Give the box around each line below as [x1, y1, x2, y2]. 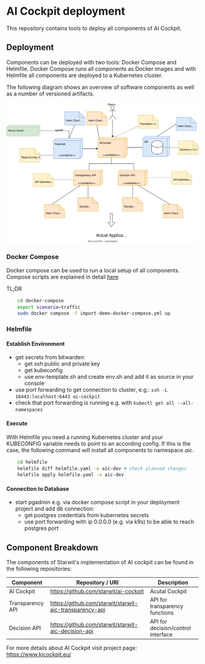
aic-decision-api [49, 627, 93, 635]
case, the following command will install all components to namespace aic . [6, 446, 194, 453]
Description [157, 578, 189, 586]
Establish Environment [6, 340, 65, 347]
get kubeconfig [24, 367, 63, 374]
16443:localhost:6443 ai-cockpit [15, 394, 101, 400]
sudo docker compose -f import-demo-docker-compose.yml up [17, 310, 171, 316]
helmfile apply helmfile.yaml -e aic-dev [17, 472, 124, 478]
